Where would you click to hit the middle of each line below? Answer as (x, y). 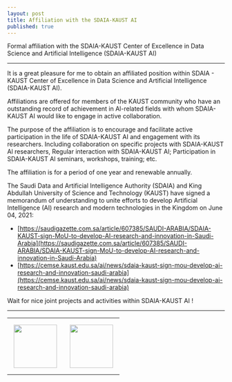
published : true (30, 26)
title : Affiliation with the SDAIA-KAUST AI (72, 20)
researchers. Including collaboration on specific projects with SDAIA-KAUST (116, 144)
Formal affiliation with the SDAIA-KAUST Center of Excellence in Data (106, 46)
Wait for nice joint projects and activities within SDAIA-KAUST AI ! (100, 301)
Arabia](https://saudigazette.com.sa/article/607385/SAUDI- (102, 244)
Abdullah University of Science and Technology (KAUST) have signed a (109, 193)
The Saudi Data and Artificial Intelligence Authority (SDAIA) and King (105, 186)
